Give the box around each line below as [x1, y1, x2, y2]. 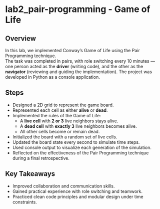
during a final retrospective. [12, 155, 70, 161]
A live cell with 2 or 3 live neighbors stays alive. [19, 118, 118, 124]
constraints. [12, 199, 37, 205]
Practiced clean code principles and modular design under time [12, 193, 143, 199]
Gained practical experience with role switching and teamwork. [12, 188, 143, 194]
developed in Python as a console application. [5, 74, 100, 80]
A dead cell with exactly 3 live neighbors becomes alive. [19, 123, 137, 129]
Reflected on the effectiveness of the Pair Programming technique [12, 149, 149, 156]
